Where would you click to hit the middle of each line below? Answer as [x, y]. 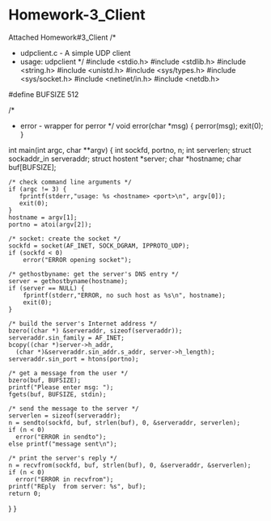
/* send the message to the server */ [74, 409]
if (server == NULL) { [47, 288]
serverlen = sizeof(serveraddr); [65, 415]
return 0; [25, 493]
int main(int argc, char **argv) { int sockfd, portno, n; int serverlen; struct [130, 150]
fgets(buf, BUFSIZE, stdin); [57, 394]
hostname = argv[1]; [43, 217]
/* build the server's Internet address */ [83, 324]
